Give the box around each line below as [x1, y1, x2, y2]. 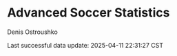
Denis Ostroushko [7, 28, 59, 36]
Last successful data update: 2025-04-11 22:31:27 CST [7, 41, 164, 49]
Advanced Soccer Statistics [7, 5, 170, 21]
